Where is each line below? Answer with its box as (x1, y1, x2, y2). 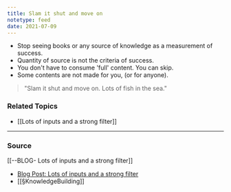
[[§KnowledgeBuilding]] (16, 177, 85, 185)
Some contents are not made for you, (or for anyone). (16, 71, 168, 79)
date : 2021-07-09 (7, 23, 57, 30)
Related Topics (7, 101, 58, 111)
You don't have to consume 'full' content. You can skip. (16, 63, 174, 72)
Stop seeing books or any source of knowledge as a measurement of (16, 42, 213, 50)
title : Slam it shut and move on (7, 10, 103, 17)
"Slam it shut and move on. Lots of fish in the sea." (23, 84, 167, 93)
